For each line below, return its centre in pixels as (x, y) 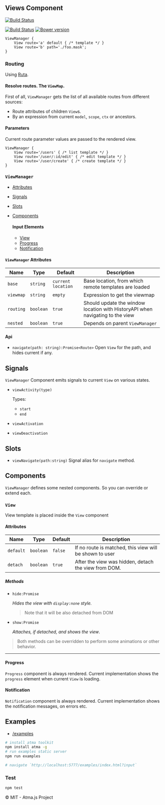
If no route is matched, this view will (116, 547)
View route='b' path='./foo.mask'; (50, 47)
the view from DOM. (98, 568)
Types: (19, 399)
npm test (14, 788)
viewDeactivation (30, 434)
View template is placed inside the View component (57, 515)
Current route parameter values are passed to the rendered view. (71, 139)
